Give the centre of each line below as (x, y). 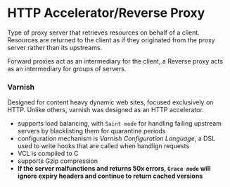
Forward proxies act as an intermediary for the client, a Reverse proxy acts (115, 61)
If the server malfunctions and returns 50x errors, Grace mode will (114, 169)
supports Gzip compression (58, 161)
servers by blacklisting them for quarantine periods (91, 131)
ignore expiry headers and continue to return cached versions (110, 176)
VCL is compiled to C (48, 154)
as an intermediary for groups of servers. (67, 68)
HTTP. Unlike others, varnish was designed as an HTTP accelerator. (106, 110)
